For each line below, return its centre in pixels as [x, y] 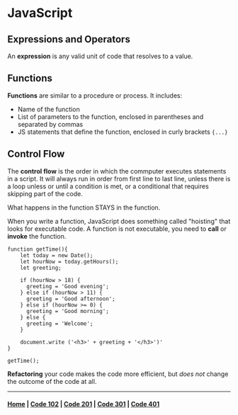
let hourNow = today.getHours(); [69, 261]
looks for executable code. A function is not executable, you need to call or [117, 229]
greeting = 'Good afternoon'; [70, 299]
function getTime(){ [38, 249]
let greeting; [41, 268]
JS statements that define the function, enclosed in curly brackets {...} [123, 132]
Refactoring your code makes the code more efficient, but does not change [118, 374]
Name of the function [49, 109]
